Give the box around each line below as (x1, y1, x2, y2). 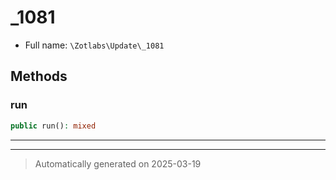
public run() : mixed (10, 121, 97, 131)
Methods (10, 68, 68, 85)
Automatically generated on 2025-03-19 (34, 157, 202, 170)
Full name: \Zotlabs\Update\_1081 (24, 39, 165, 51)
